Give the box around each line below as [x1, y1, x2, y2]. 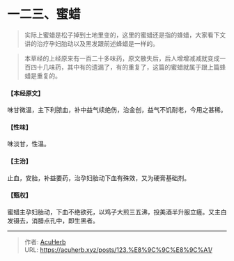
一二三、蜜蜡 [7, 6, 81, 22]
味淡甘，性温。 [7, 140, 50, 148]
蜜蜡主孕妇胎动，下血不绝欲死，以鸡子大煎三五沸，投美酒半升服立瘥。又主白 [7, 207, 227, 216]
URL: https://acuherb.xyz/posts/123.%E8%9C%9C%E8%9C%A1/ [24, 245, 212, 254]
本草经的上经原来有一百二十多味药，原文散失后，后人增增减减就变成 [24, 54, 220, 63]
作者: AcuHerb [24, 237, 66, 246]
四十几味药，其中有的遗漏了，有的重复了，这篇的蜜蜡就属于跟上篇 [30, 63, 220, 71]
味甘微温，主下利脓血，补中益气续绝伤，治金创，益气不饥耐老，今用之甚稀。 [7, 106, 227, 114]
